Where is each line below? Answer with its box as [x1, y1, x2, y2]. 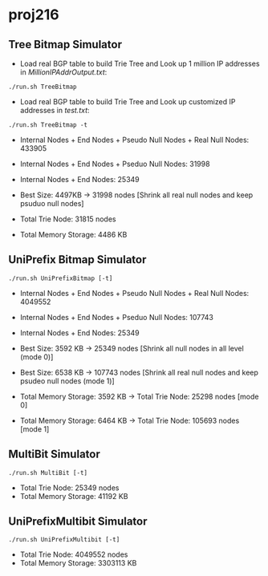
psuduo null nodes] [19, 199, 84, 208]
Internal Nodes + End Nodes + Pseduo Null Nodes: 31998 [19, 159, 210, 168]
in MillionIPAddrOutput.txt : [19, 67, 108, 77]
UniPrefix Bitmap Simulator [8, 253, 147, 266]
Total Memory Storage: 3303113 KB [19, 558, 137, 568]
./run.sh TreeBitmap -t [8, 121, 88, 129]
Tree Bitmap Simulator [8, 38, 123, 51]
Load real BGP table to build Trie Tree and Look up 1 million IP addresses [19, 59, 260, 68]
